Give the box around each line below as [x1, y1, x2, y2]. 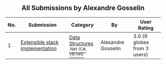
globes [133, 39, 149, 45]
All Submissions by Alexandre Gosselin [21, 4, 145, 12]
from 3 [133, 45, 149, 52]
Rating [138, 24, 154, 31]
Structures [69, 40, 94, 47]
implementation [20, 45, 57, 52]
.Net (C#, [69, 46, 87, 52]
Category [71, 21, 94, 28]
